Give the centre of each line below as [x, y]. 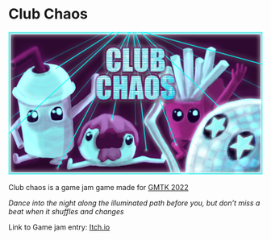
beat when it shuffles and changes [66, 212]
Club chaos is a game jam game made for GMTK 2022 [98, 188]
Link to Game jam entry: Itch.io [59, 227]
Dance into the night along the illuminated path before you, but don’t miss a [134, 203]
